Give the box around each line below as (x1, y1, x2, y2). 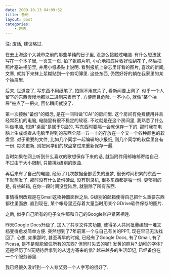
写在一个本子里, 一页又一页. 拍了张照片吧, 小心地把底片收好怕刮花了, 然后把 (5, 58, 162, 64)
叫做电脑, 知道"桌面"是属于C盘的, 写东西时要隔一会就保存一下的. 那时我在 (5, 124, 158, 130)
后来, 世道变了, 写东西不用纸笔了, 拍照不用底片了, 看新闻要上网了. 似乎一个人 (5, 88, 164, 94)
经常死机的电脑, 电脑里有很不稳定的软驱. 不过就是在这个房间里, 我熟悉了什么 (5, 117, 163, 124)
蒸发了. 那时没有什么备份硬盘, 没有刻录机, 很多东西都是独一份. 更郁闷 (14, 177, 157, 183)
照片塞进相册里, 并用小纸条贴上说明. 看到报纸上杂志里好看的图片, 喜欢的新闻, (5, 64, 165, 70)
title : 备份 (5, 12, 29, 17)
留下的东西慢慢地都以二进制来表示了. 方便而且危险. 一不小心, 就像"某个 (5, 94, 153, 100)
